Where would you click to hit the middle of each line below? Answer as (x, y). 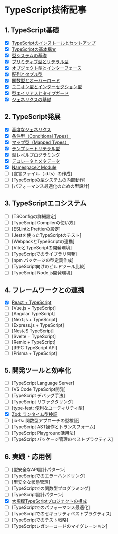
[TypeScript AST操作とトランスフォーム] (54, 427)
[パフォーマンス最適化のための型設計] (51, 186)
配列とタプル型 (27, 74)
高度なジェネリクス (32, 130)
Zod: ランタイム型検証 (35, 414)
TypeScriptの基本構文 (34, 49)
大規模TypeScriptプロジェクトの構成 (49, 501)
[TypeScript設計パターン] (38, 495)
